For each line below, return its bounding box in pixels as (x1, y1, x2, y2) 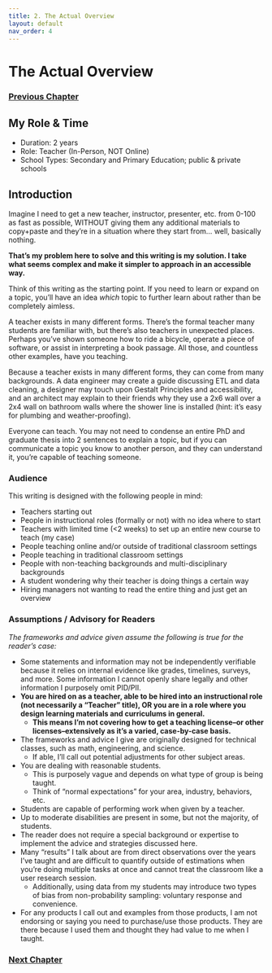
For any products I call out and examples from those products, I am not (19, 907, 258, 917)
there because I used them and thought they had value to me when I (19, 925, 249, 935)
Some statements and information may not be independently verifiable (19, 656, 257, 666)
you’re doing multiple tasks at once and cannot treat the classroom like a (19, 864, 264, 874)
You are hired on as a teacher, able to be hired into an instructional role (19, 691, 263, 701)
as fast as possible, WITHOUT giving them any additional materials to (8, 217, 240, 228)
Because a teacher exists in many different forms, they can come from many (8, 367, 264, 377)
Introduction (8, 187, 73, 201)
